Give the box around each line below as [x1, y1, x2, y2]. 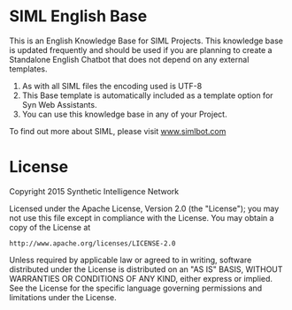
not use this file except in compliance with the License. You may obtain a [9, 212, 274, 223]
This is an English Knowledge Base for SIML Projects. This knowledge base [9, 35, 283, 46]
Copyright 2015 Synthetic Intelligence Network [9, 185, 180, 196]
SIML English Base [9, 6, 148, 26]
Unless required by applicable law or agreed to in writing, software [9, 254, 252, 265]
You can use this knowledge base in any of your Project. [21, 109, 227, 119]
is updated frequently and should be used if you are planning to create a [9, 44, 273, 55]
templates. [9, 64, 48, 74]
